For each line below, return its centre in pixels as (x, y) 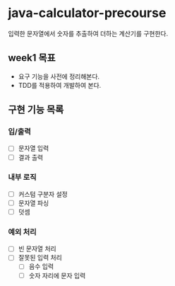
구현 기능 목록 (36, 110)
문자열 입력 (34, 148)
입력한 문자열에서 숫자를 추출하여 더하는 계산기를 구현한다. (88, 33)
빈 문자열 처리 (37, 248)
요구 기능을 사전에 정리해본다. (59, 76)
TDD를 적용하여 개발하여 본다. (60, 85)
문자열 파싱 (34, 202)
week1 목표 (32, 58)
